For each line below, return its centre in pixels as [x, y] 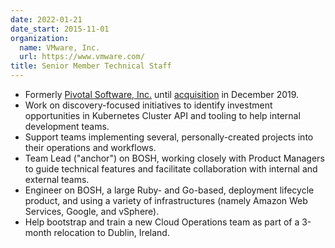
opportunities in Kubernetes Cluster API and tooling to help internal [162, 115]
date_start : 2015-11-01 [60, 29]
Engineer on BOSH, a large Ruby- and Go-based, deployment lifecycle [169, 190]
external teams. [57, 179]
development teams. [67, 126]
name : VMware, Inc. [60, 47]
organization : [40, 38]
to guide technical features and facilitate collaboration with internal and [171, 169]
